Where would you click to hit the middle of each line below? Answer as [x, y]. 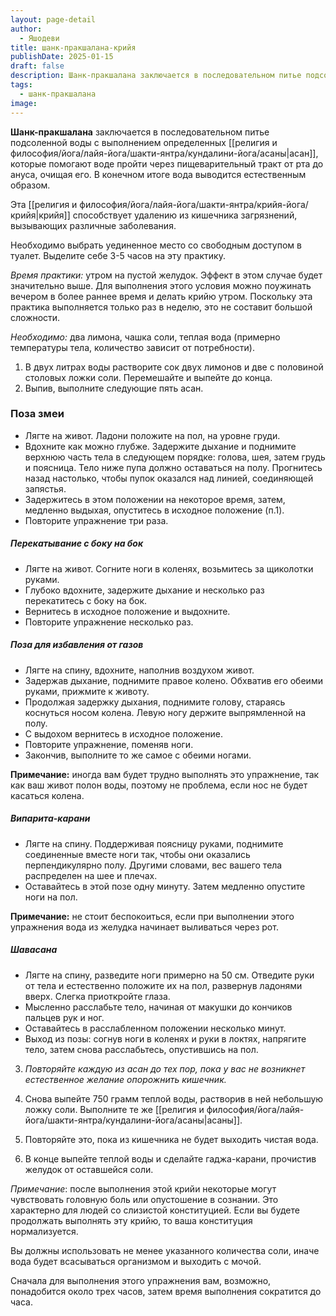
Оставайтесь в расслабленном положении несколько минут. [155, 1028]
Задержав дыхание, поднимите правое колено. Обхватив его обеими [173, 680]
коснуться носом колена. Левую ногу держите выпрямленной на [165, 712]
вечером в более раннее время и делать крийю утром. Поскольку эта [161, 296]
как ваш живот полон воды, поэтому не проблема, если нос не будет [159, 785]
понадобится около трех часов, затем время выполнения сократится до [166, 1291]
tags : [21, 85]
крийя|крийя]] [40, 215]
